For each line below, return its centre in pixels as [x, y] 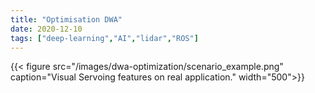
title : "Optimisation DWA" [66, 19]
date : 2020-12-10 [46, 29]
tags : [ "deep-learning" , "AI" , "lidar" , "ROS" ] [104, 38]
